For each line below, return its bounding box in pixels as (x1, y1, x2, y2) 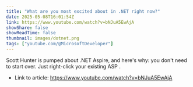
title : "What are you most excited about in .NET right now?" (6, 8, 160, 14)
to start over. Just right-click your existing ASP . (6, 63, 121, 70)
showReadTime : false (6, 30, 57, 36)
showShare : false (6, 24, 48, 31)
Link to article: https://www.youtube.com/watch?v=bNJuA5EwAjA (14, 74, 173, 81)
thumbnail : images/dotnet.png (6, 35, 80, 41)
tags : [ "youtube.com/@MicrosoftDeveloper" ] (6, 41, 114, 47)
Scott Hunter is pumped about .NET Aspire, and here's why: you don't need (6, 56, 188, 64)
